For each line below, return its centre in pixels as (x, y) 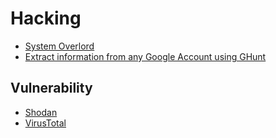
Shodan (41, 112)
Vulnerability (51, 88)
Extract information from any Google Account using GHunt (145, 56)
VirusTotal (45, 123)
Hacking (46, 18)
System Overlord (59, 46)
